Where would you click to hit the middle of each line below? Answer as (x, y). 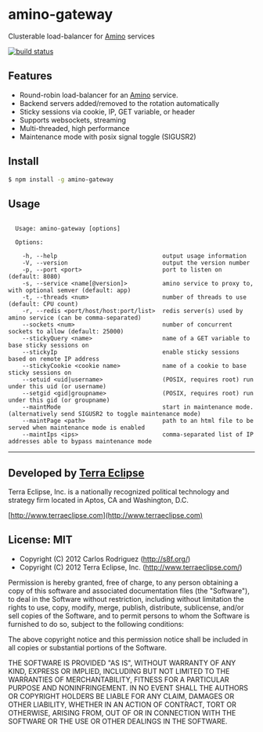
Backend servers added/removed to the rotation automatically (119, 103)
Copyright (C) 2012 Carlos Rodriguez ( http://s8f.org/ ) (105, 559)
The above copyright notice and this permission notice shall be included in (128, 639)
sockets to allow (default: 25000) (66, 332)
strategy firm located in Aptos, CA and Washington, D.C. (99, 501)
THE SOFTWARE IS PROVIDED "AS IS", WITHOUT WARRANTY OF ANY (122, 663)
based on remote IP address (54, 359)
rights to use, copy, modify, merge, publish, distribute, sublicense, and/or (126, 607)
